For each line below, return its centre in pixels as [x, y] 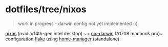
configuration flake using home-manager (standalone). [63, 39]
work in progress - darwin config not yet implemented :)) [78, 24]
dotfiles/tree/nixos [46, 9]
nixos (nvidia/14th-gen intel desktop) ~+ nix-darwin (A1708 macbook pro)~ [84, 33]
